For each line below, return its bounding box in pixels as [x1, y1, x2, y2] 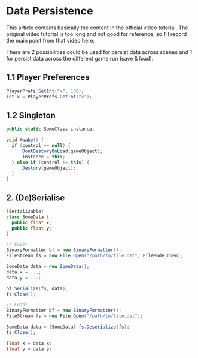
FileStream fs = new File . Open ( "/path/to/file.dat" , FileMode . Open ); [6, 253, 184, 259]
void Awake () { [6, 137, 44, 143]
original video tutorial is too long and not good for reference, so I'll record [6, 30, 187, 37]
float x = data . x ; [6, 340, 52, 346]
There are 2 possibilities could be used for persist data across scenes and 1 [6, 48, 193, 55]
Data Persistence [6, 4, 93, 18]
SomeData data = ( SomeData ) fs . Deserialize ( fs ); [6, 324, 130, 330]
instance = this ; [22, 154, 66, 160]
